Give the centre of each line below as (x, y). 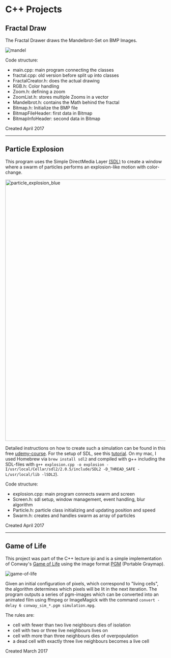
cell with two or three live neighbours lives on (60, 630)
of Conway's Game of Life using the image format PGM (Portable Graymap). (85, 564)
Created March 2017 (27, 651)
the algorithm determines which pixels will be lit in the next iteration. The (81, 589)
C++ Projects (34, 9)
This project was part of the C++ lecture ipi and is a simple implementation (83, 558)
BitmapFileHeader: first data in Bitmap (52, 113)
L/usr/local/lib (22, 474)
